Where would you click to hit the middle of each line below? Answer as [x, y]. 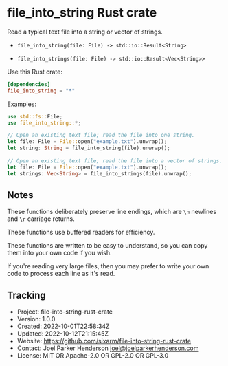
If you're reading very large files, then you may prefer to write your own [108, 266]
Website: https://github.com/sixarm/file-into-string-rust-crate [104, 341]
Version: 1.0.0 [36, 319]
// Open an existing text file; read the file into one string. [101, 136]
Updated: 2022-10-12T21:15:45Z [62, 334]
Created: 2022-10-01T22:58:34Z [63, 326]
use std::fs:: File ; [35, 116]
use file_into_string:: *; [44, 123]
